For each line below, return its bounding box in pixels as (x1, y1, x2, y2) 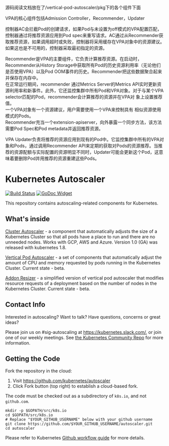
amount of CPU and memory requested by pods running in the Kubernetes (5, 259, 161, 265)
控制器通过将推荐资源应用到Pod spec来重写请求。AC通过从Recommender (5, 32, 159, 38)
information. (5, 339, 31, 346)
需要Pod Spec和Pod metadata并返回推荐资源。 (5, 126, 104, 131)
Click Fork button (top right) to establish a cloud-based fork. (12, 383, 138, 389)
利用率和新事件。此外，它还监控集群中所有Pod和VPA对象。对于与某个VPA (9, 88, 164, 93)
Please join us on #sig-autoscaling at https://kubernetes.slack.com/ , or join (5, 329, 162, 335)
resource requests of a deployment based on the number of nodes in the (5, 280, 157, 286)
